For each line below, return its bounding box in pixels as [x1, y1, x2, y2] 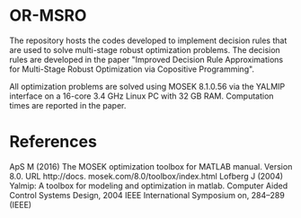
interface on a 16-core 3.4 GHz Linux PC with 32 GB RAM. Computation [9, 91, 274, 101]
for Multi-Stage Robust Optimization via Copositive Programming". [9, 64, 254, 74]
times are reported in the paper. [9, 100, 127, 110]
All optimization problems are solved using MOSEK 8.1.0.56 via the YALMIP [9, 81, 286, 92]
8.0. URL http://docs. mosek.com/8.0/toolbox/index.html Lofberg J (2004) [9, 170, 284, 181]
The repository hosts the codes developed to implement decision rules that [9, 35, 288, 46]
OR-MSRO [9, 5, 87, 26]
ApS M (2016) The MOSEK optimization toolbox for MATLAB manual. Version [9, 161, 293, 171]
